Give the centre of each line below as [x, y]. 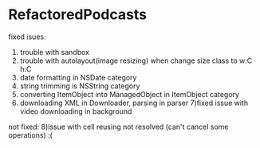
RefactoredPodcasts [78, 15]
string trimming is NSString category [80, 86]
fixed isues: [27, 37]
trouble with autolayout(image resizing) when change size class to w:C [136, 60]
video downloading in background [76, 111]
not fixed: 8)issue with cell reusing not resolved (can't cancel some [118, 127]
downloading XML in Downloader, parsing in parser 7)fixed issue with [134, 103]
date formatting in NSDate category [78, 77]
